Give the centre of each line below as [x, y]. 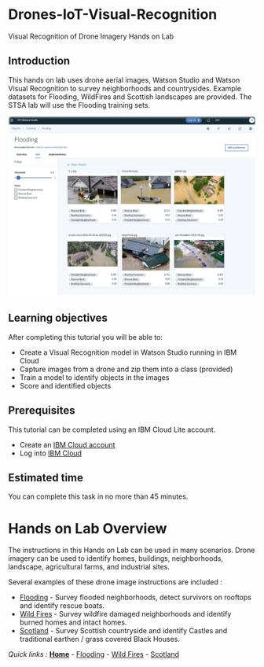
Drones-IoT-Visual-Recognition [113, 15]
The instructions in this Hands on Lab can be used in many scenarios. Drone [132, 550]
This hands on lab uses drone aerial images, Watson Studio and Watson [124, 79]
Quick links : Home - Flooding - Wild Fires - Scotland [93, 654]
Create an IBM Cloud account [67, 444]
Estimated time [46, 477]
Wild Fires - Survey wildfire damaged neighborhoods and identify [125, 614]
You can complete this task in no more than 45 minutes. [98, 496]
